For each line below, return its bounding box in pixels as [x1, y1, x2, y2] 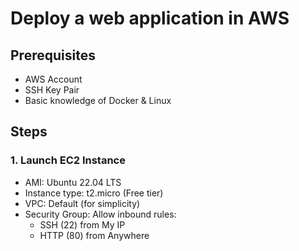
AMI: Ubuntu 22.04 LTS [24, 176, 122, 188]
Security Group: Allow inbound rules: [24, 208, 177, 220]
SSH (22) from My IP [39, 218, 126, 231]
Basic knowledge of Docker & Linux [24, 95, 172, 106]
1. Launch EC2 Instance [10, 153, 126, 167]
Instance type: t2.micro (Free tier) [24, 187, 164, 199]
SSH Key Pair [24, 84, 80, 96]
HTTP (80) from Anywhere [39, 229, 150, 241]
